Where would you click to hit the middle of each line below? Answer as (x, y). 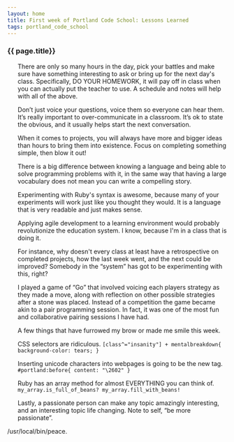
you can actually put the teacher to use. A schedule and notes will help (119, 89)
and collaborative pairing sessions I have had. (83, 317)
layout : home (26, 14)
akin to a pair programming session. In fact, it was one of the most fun (118, 309)
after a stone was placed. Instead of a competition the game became (116, 302)
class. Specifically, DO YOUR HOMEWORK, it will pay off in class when (119, 81)
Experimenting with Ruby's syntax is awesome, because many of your (118, 194)
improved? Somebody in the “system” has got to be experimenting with (120, 266)
